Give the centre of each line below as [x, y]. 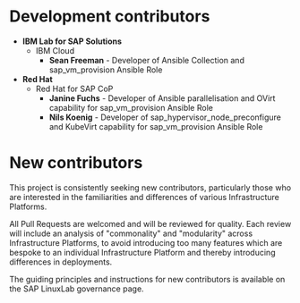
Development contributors [110, 17]
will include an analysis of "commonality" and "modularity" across [131, 233]
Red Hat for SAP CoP [74, 88]
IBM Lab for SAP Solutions [72, 41]
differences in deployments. [61, 262]
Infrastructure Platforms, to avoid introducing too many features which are [146, 242]
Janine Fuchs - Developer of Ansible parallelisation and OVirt [162, 98]
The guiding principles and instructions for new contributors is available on [147, 279]
